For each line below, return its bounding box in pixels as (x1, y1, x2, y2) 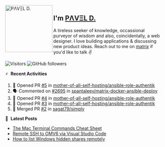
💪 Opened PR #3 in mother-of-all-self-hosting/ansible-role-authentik (12, 100, 155, 106)
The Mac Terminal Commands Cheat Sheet (12, 125, 102, 131)
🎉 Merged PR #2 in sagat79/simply (12, 105, 85, 112)
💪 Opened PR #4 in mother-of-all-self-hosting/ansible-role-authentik (12, 95, 155, 101)
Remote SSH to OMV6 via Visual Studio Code (12, 130, 107, 136)
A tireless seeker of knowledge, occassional (53, 27, 145, 33)
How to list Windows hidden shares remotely (12, 135, 106, 142)
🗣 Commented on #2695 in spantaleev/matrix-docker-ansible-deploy (12, 88, 158, 94)
